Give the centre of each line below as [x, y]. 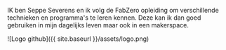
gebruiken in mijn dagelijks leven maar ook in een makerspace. [98, 25]
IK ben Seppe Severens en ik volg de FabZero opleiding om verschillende [113, 10]
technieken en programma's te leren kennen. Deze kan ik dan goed [104, 18]
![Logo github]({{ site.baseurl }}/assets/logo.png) [78, 39]
